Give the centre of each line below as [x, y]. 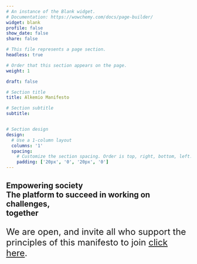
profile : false [25, 28]
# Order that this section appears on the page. [67, 65]
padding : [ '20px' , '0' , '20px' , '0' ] [63, 162]
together [23, 213]
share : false [22, 39]
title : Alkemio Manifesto [38, 97]
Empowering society [45, 186]
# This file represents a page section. [56, 50]
